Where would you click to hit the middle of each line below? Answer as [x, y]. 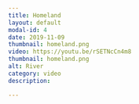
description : [29, 81]
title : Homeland [35, 15]
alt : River [26, 66]
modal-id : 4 [27, 30]
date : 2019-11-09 [37, 37]
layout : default [35, 23]
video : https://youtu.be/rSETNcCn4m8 [70, 52]
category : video [35, 74]
